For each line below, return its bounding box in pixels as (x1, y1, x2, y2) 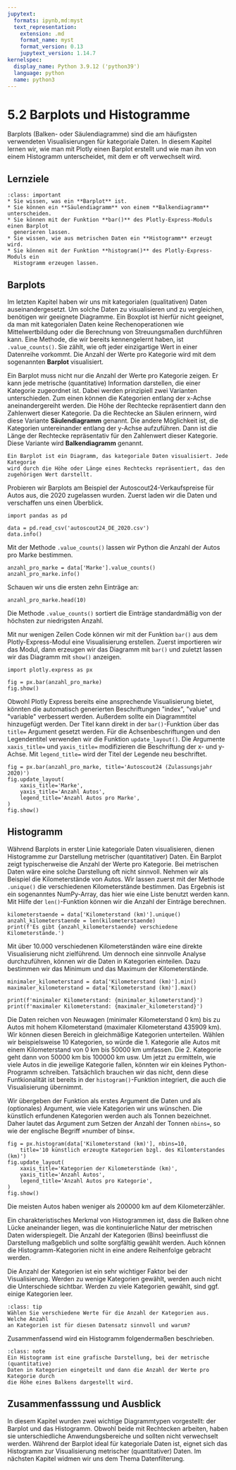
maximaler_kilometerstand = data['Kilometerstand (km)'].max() (7, 984, 197, 992)
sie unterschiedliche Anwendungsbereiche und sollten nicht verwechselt (7, 1432, 218, 1440)
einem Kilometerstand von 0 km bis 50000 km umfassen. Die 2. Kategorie (7, 1045, 222, 1054)
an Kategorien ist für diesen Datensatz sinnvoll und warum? (7, 1322, 191, 1329)
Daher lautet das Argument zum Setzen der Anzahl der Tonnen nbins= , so (7, 1119, 221, 1127)
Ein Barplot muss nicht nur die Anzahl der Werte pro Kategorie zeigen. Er (7, 371, 218, 380)
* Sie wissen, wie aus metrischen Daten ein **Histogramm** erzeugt (7, 235, 213, 242)
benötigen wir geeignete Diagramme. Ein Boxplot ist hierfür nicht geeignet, (7, 312, 224, 321)
